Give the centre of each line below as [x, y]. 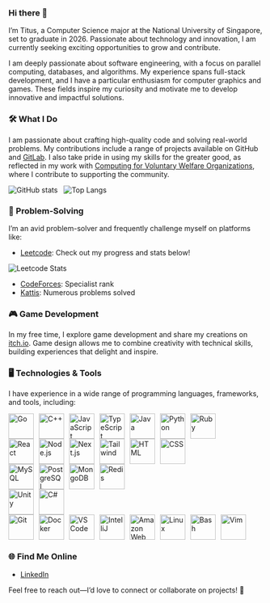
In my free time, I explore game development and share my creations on [128, 335]
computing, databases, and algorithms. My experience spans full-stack [127, 72]
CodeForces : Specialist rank [67, 284]
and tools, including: [42, 403]
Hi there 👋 [28, 13]
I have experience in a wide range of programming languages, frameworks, [133, 394]
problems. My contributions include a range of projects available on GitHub [133, 148]
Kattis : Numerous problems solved [78, 292]
